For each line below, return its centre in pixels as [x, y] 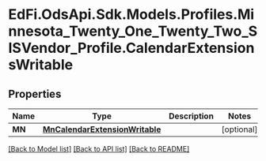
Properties [35, 94]
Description [191, 116]
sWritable [41, 65]
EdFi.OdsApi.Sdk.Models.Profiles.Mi [131, 15]
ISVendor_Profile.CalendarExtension [131, 48]
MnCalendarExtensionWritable [102, 129]
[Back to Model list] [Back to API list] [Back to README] [99, 149]
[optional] [239, 129]
